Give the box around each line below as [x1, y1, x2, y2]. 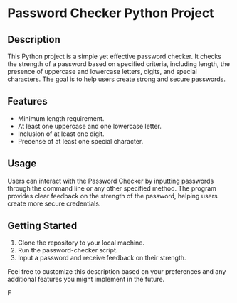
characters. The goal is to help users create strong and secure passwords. [7, 75, 226, 83]
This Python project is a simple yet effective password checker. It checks [7, 52, 222, 60]
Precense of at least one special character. [17, 137, 144, 145]
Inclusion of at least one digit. [17, 129, 105, 138]
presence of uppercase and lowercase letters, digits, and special [7, 68, 197, 75]
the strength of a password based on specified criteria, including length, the [7, 60, 230, 68]
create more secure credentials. [7, 199, 101, 208]
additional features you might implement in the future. [7, 275, 165, 284]
